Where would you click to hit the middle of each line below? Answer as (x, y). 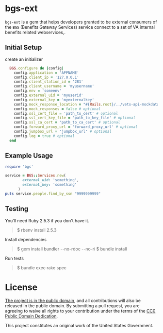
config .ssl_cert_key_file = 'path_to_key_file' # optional (75, 118)
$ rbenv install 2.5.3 (37, 230)
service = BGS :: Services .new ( (36, 175)
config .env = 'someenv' (38, 91)
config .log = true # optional (44, 136)
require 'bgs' (19, 167)
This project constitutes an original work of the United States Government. (79, 326)
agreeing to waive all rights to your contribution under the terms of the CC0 (80, 311)
